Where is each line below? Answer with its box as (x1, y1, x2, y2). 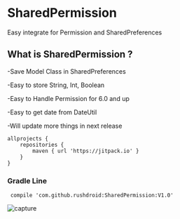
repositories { (20, 141, 64, 148)
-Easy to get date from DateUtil (7, 107, 97, 117)
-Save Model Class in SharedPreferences (7, 67, 126, 75)
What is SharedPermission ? (7, 48, 133, 60)
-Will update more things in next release (7, 121, 123, 130)
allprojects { (7, 135, 49, 142)
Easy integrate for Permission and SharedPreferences (7, 28, 162, 36)
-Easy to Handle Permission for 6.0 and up (7, 94, 130, 102)
